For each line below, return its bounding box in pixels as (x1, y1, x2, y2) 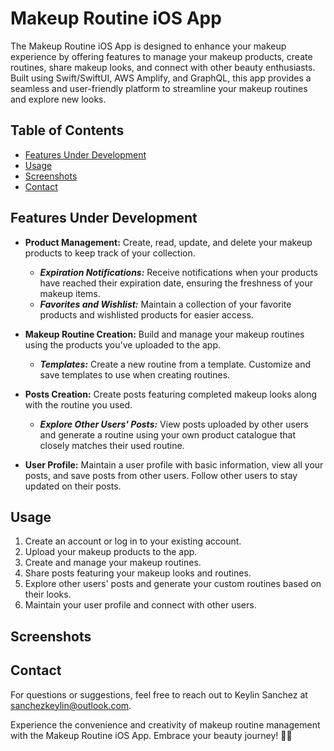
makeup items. (39, 287, 101, 299)
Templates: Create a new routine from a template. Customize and (39, 358, 312, 370)
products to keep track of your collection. (24, 247, 196, 259)
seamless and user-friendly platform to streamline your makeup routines (10, 82, 308, 94)
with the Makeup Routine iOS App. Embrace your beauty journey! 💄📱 (10, 729, 293, 741)
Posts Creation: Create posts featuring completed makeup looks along (24, 388, 318, 400)
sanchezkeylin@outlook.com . (10, 699, 132, 711)
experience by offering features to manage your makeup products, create (10, 50, 313, 62)
